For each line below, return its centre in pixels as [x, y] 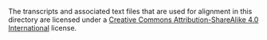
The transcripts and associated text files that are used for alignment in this [130, 11]
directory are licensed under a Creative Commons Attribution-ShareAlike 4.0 [133, 20]
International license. [43, 28]
